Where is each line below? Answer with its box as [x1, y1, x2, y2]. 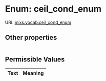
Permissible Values [5, 55, 65, 64]
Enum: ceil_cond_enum [5, 3, 102, 15]
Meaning [22, 69, 44, 76]
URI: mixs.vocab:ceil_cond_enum [5, 19, 72, 25]
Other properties [5, 33, 57, 42]
